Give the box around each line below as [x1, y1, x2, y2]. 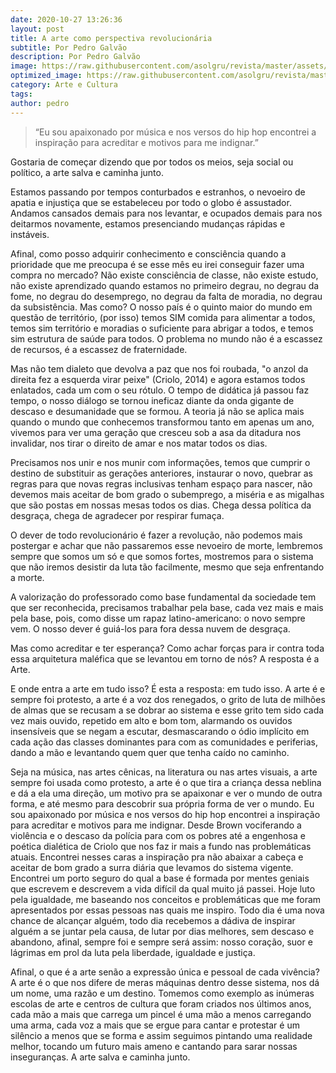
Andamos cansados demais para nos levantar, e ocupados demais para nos [10, 207, 323, 219]
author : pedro [10, 98, 70, 108]
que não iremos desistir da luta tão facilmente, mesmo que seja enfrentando [10, 561, 325, 573]
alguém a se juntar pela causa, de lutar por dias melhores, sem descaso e [10, 925, 315, 937]
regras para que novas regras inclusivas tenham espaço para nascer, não [10, 477, 313, 490]
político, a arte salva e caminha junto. [10, 166, 164, 178]
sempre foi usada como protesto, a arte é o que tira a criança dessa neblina [10, 776, 322, 788]
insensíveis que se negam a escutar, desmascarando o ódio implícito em [10, 725, 310, 737]
